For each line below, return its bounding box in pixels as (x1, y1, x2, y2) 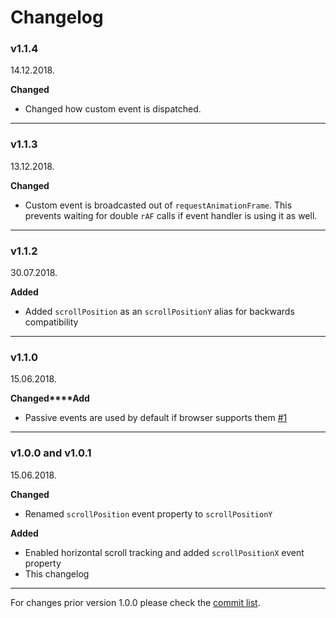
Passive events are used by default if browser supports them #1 (24, 412, 288, 424)
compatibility (24, 316, 79, 328)
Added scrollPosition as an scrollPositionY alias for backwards (24, 306, 295, 318)
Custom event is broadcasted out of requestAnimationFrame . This (24, 199, 293, 211)
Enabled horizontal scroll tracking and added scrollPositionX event (24, 546, 305, 558)
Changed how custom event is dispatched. (24, 103, 202, 115)
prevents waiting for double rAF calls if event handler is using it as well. (24, 209, 318, 221)
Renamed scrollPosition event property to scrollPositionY (24, 507, 273, 520)
